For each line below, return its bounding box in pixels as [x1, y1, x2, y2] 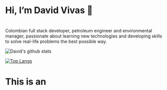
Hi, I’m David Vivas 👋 [5, 5, 93, 16]
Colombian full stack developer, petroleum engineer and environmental [5, 28, 152, 34]
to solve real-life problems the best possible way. [5, 38, 107, 44]
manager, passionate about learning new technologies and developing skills [5, 33, 162, 39]
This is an [5, 76, 46, 87]
